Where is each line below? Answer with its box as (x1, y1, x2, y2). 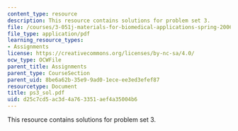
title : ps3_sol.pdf (7, 89, 65, 96)
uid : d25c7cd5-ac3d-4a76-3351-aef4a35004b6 (7, 96, 138, 103)
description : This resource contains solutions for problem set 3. (7, 17, 211, 24)
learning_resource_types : (7, 37, 84, 44)
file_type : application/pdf (7, 30, 91, 38)
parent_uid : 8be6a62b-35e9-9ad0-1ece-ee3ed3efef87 (7, 76, 160, 84)
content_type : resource (7, 10, 78, 18)
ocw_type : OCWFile (7, 57, 62, 64)
